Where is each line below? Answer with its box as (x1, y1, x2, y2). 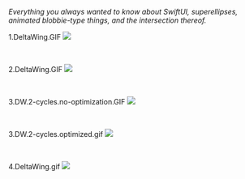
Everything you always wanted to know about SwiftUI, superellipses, (8, 7, 238, 16)
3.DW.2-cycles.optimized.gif (8, 130, 104, 139)
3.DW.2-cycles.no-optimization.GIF (8, 97, 126, 106)
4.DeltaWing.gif (8, 162, 61, 171)
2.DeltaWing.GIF (8, 65, 63, 74)
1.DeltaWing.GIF (8, 32, 62, 41)
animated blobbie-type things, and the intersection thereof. (8, 15, 207, 25)
